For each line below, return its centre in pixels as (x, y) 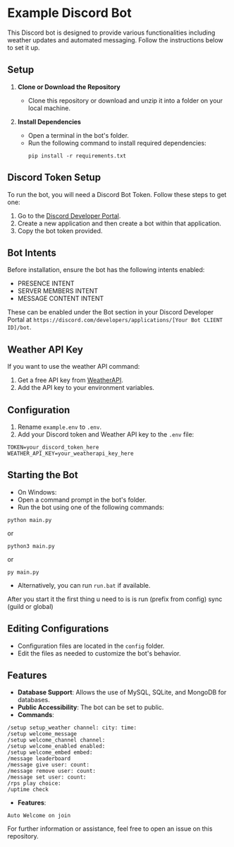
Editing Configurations (58, 629)
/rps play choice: (34, 783)
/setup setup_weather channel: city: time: (72, 728)
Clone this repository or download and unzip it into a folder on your (125, 100)
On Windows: (37, 492)
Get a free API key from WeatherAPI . (70, 380)
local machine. (49, 108)
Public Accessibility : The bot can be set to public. (91, 707)
